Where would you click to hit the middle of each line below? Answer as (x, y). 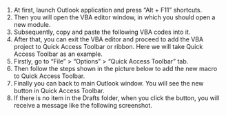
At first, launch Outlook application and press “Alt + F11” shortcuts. (108, 10)
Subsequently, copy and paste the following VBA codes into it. (102, 32)
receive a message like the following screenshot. (83, 105)
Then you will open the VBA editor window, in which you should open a (114, 17)
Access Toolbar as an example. (58, 54)
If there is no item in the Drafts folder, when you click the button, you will (116, 98)
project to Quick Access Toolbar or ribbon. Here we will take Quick (108, 47)
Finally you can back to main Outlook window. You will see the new (109, 83)
